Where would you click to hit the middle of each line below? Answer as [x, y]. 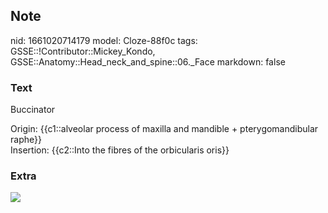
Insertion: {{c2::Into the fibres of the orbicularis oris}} [120, 150]
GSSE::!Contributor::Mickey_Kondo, [83, 51]
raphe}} [26, 140]
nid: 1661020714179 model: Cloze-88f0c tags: [104, 40]
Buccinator [33, 110]
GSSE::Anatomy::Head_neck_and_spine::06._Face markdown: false [148, 61]
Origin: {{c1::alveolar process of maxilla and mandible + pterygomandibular [164, 129]
